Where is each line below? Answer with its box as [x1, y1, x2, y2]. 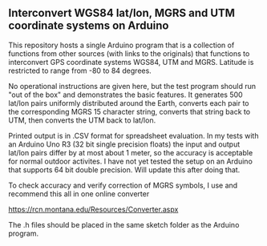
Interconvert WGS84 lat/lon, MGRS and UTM [8, 6, 235, 20]
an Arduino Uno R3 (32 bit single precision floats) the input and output [8, 139, 241, 149]
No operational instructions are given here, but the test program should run [8, 81, 257, 91]
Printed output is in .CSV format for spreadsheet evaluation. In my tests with [8, 131, 259, 140]
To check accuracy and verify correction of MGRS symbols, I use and [8, 180, 238, 190]
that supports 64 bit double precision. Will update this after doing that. [8, 164, 241, 175]
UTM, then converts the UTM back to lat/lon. [8, 115, 156, 125]
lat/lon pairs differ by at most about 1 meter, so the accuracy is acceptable [8, 147, 253, 157]
